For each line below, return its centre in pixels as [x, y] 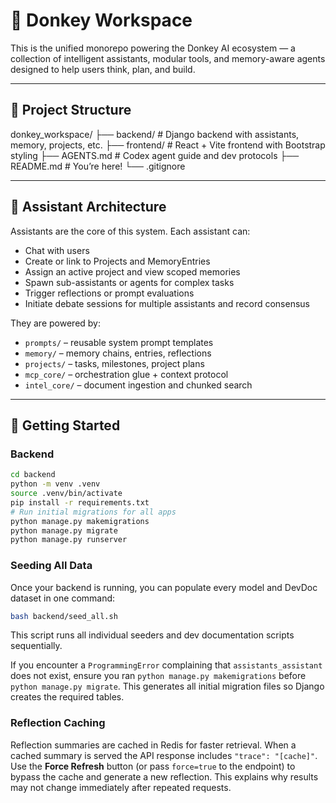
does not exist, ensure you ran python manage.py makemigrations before [158, 676]
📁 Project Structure [71, 110]
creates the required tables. [67, 697]
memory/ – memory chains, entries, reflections [118, 353]
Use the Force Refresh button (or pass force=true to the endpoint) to [153, 766]
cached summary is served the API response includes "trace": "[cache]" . [164, 755]
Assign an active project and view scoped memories [132, 271]
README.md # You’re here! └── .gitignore [98, 166]
